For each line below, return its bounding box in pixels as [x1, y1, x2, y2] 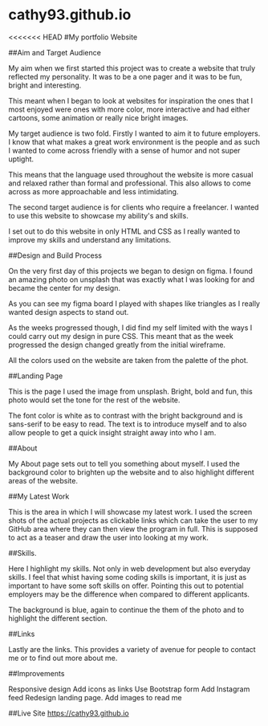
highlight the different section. [8, 613, 108, 623]
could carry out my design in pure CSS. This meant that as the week [8, 331, 234, 341]
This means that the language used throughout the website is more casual [8, 169, 254, 179]
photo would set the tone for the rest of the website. [8, 395, 181, 405]
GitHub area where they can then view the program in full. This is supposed [8, 524, 258, 533]
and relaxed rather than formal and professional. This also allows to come [8, 178, 251, 188]
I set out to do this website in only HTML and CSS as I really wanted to [8, 226, 241, 236]
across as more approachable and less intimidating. [8, 186, 179, 196]
